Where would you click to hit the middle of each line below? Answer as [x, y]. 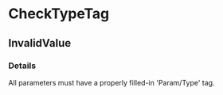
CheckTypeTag [59, 14]
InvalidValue [40, 43]
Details [22, 66]
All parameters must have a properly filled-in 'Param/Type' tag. [111, 82]
